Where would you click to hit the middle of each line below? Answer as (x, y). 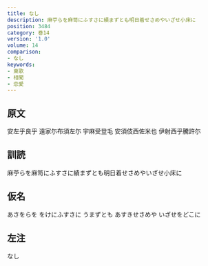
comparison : (24, 52)
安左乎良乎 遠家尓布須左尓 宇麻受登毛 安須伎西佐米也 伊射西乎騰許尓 (104, 131)
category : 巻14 (28, 33)
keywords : (21, 65)
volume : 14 (23, 45)
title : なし (23, 13)
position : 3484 (29, 26)
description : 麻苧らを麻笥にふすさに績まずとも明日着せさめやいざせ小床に (102, 20)
